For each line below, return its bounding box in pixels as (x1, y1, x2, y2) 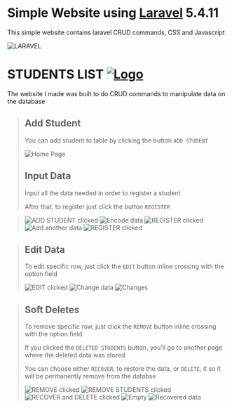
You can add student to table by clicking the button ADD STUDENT (24, 136, 209, 145)
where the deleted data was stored (24, 351, 125, 360)
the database (7, 97, 46, 105)
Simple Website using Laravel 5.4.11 (7, 5, 219, 21)
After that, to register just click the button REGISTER (24, 202, 170, 211)
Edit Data (24, 244, 65, 256)
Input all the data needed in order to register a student (24, 188, 181, 197)
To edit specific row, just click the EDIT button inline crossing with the (24, 262, 224, 271)
